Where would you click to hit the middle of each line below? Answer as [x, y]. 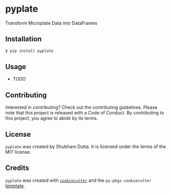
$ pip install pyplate [29, 51]
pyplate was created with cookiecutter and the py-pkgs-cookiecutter [78, 180]
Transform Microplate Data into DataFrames [51, 23]
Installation [23, 39]
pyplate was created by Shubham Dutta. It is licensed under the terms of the [86, 147]
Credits [17, 168]
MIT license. [18, 152]
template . [15, 186]
